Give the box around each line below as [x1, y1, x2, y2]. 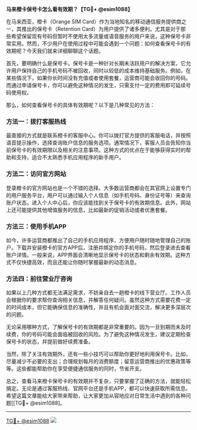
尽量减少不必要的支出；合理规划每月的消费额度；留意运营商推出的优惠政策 [6, 358, 186, 365]
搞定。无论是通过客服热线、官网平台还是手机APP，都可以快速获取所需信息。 [6, 385, 191, 392]
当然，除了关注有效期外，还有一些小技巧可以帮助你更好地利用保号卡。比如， [6, 350, 191, 357]
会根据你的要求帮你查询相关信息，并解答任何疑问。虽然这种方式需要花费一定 [6, 297, 191, 304]
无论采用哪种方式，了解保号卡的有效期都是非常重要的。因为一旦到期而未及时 [6, 324, 191, 331]
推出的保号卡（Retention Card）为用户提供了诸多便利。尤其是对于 [21, 26, 181, 32]
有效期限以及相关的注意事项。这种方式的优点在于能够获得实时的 [31, 146, 186, 154]
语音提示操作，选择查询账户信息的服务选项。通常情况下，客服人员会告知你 [6, 139, 186, 146]
